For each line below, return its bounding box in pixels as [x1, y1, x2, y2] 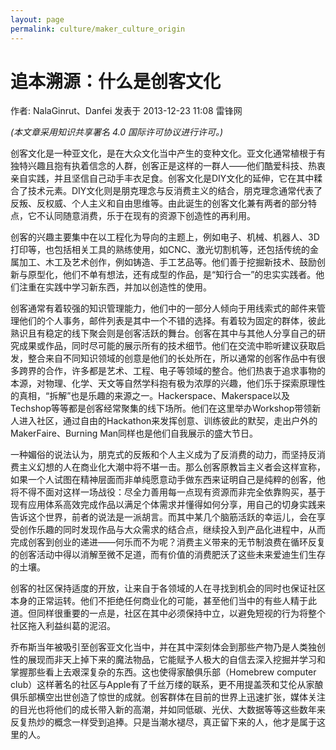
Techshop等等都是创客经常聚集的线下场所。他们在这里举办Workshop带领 [10, 402, 313, 415]
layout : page [10, 14, 65, 25]
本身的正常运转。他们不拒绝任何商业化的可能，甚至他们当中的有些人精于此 [10, 595, 317, 607]
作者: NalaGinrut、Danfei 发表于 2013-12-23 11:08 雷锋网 [10, 105, 243, 117]
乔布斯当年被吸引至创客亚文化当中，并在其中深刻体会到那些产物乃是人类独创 [10, 641, 326, 653]
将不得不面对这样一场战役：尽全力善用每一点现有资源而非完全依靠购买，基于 [10, 486, 326, 498]
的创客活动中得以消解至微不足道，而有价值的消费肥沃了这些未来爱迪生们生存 [10, 549, 326, 561]
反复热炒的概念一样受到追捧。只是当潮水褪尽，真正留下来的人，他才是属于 [10, 716, 317, 728]
